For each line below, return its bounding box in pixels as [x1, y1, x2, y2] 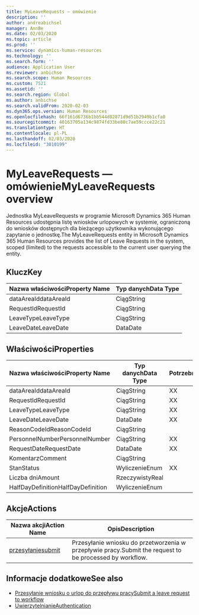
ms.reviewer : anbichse [6, 70, 62, 76]
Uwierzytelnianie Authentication [14, 602, 92, 609]
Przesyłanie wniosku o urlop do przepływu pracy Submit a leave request [14, 589, 190, 597]
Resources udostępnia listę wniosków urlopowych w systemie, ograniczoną [6, 218, 191, 225]
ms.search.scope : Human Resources [6, 75, 92, 81]
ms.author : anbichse [6, 97, 57, 103]
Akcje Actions [6, 503, 57, 513]
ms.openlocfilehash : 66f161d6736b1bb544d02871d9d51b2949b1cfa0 [6, 114, 166, 120]
